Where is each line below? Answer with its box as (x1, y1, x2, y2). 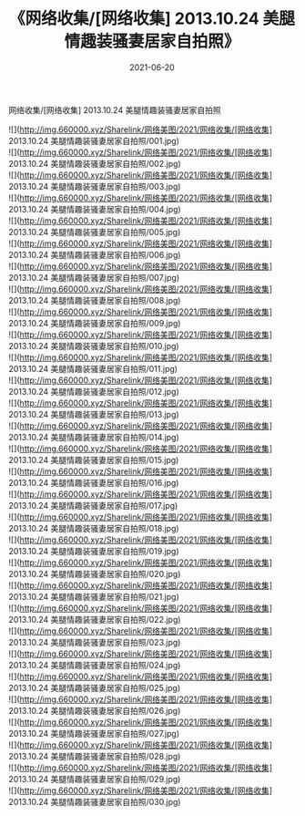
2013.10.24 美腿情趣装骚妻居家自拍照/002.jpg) (8, 158, 181, 169)
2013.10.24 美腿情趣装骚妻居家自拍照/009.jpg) (8, 317, 181, 328)
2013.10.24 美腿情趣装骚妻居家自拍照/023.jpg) (8, 636, 181, 647)
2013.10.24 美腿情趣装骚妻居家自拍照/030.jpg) (8, 796, 181, 807)
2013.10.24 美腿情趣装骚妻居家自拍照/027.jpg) (8, 728, 180, 739)
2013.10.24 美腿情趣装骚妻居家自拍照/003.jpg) (8, 181, 181, 191)
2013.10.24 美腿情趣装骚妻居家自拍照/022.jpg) (8, 614, 181, 625)
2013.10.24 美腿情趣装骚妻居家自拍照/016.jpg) (8, 477, 179, 488)
